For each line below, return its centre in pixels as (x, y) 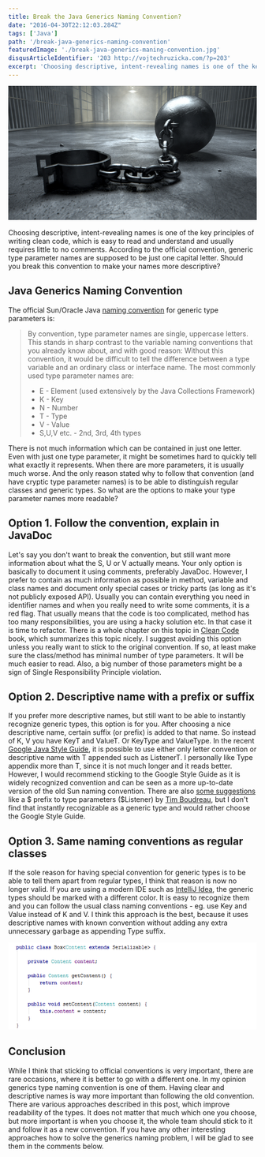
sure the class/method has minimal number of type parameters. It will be (126, 655)
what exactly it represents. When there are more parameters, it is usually (126, 465)
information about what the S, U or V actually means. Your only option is (125, 563)
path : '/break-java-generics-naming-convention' (90, 42)
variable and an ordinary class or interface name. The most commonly (142, 367)
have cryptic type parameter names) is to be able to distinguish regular (123, 481)
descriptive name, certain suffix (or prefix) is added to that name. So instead (132, 732)
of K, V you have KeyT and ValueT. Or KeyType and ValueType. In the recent (131, 741)
